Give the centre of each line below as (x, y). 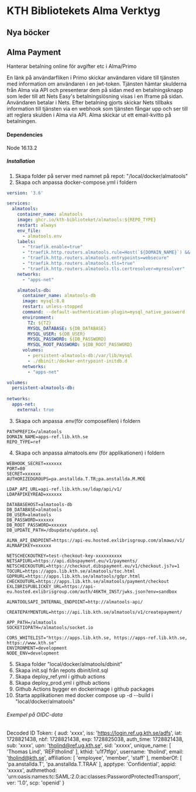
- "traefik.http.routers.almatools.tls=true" (78, 264)
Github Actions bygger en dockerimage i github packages (85, 689)
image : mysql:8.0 (43, 301)
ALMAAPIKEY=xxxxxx (29, 545)
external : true (36, 409)
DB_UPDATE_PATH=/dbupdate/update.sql (53, 530)
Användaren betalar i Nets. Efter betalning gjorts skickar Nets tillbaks (90, 103)
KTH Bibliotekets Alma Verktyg (83, 11)
